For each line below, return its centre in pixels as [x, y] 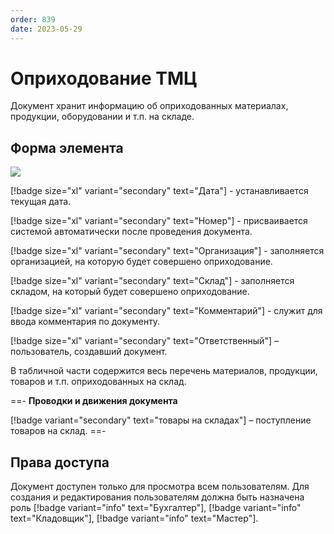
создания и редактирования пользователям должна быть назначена [157, 497]
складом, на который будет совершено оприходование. [130, 292]
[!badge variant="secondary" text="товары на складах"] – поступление [161, 420]
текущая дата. [41, 202]
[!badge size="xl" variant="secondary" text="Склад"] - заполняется [152, 281]
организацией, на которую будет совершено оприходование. [141, 262]
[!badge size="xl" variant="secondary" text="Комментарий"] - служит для [166, 311]
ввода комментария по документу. [85, 322]
